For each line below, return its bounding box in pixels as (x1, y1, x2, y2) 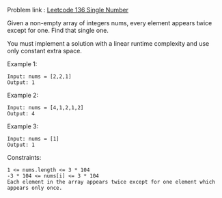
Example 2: (7, 91, 39, 99)
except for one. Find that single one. (7, 27, 109, 34)
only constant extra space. (7, 47, 82, 55)
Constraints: (7, 154, 42, 161)
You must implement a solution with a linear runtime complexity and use (7, 40, 210, 47)
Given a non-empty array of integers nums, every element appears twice (7, 19, 212, 27)
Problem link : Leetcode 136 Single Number (7, 6, 128, 14)
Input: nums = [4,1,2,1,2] (7, 104, 84, 111)
